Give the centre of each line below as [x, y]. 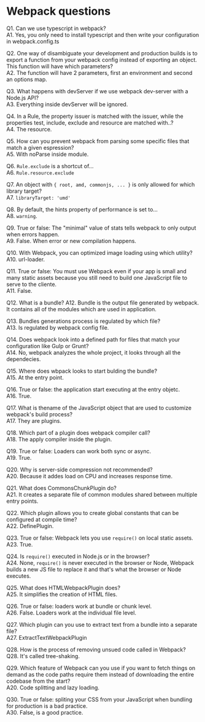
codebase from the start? [38, 681]
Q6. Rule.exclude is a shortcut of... [50, 166]
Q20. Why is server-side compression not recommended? [79, 469]
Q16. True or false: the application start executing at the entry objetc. [93, 389]
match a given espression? [40, 147]
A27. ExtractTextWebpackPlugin [47, 637]
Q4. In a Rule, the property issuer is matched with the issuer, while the [95, 116]
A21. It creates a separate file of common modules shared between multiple [102, 494]
